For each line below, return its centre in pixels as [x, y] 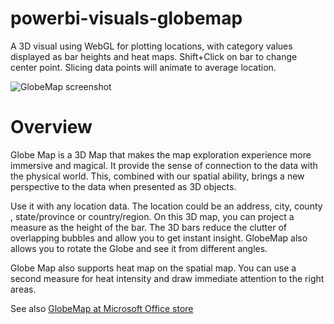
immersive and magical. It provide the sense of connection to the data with [164, 165]
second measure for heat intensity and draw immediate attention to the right [167, 278]
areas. [23, 289]
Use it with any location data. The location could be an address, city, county [166, 206]
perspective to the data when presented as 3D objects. [123, 186]
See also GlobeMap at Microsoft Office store [102, 308]
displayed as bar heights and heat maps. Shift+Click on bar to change [154, 56]
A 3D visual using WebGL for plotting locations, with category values [151, 46]
